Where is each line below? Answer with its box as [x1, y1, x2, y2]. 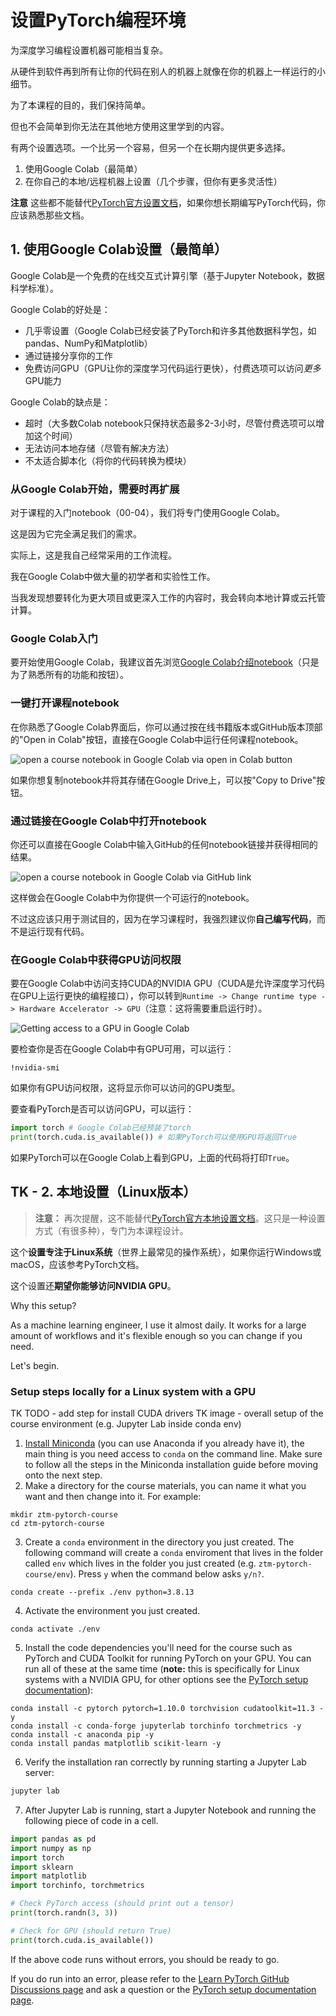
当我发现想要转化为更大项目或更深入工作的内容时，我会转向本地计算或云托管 [10, 592, 326, 604]
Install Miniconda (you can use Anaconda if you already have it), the [24, 1437, 305, 1450]
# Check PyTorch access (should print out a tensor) [10, 1899, 235, 1909]
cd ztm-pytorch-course [10, 1519, 105, 1529]
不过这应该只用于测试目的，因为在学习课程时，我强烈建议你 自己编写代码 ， [10, 912, 317, 925]
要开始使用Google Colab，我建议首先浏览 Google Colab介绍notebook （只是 [10, 656, 320, 668]
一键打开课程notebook [10, 696, 120, 710]
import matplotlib [10, 1871, 87, 1881]
